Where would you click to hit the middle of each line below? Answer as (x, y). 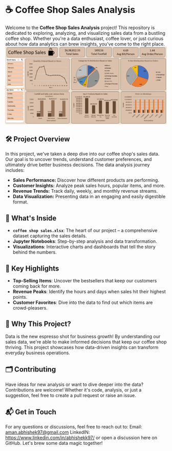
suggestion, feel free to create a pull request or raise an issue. (71, 395)
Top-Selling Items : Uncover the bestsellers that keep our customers (85, 281)
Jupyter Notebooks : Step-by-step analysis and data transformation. (85, 241)
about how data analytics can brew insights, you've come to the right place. (85, 44)
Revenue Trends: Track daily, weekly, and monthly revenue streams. (85, 191)
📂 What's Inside (31, 218)
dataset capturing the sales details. (50, 236)
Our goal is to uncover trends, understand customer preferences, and (79, 159)
